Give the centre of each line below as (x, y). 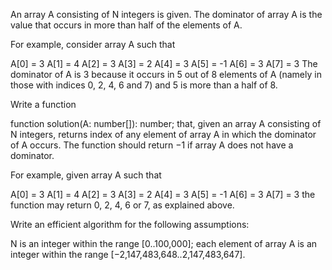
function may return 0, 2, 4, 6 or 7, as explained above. (122, 205)
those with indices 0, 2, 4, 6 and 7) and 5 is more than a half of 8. (144, 85)
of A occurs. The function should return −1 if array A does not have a (152, 145)
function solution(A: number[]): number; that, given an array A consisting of (166, 123)
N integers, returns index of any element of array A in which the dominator (163, 134)
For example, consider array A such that (93, 44)
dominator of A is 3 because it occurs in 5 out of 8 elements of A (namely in (166, 74)
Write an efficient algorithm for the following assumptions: (130, 224)
